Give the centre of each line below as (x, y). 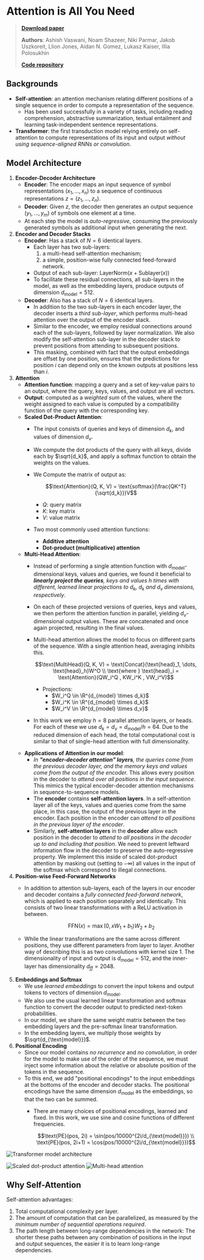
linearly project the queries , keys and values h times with (106, 581)
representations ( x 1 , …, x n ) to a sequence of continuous (93, 192)
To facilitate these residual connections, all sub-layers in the (109, 279)
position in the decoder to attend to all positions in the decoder (112, 837)
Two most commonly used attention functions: (92, 529)
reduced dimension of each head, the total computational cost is (114, 735)
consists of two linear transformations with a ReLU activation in (103, 907)
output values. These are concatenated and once (127, 621)
